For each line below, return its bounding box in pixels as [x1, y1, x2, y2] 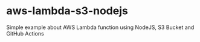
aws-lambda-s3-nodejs [6, 4, 128, 18]
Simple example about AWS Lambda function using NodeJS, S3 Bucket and [6, 24, 195, 31]
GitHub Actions [6, 30, 44, 37]
